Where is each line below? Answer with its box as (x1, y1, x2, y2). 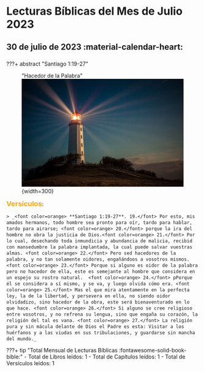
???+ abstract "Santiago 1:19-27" (6, 60, 89, 67)
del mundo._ (6, 335, 37, 342)
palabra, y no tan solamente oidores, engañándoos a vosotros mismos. (6, 256, 190, 262)
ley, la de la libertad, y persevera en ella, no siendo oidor (6, 292, 171, 299)
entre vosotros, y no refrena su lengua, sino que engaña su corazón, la (6, 311, 199, 318)
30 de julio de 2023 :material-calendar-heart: (6, 42, 183, 52)
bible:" (6, 353, 23, 360)
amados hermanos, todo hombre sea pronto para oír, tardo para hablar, (6, 219, 192, 226)
